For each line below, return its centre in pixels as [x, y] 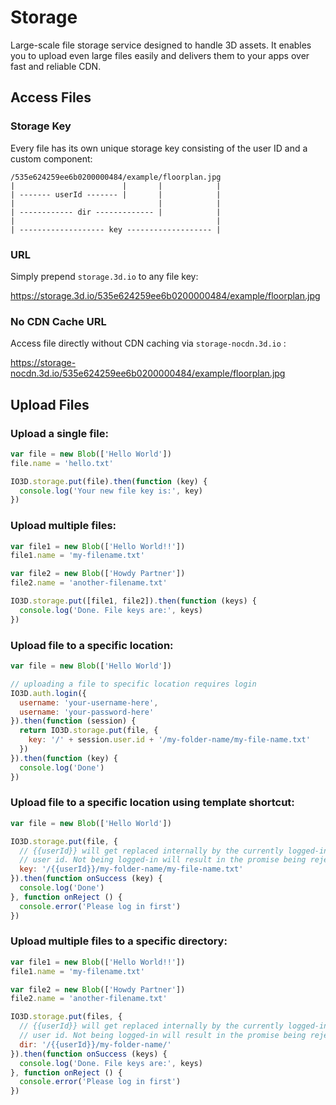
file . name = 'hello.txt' [62, 463]
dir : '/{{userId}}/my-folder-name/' [95, 1044]
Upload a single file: [59, 433]
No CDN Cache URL [58, 321]
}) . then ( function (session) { [73, 721]
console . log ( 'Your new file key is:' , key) [111, 491]
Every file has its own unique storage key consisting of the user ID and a [159, 148]
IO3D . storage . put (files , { [66, 1017]
